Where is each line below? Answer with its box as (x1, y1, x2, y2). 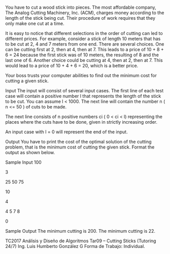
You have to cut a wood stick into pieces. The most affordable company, (5, 5, 156, 10)
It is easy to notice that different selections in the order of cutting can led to (5, 30, 163, 36)
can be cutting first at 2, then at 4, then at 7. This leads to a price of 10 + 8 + (5, 47, 164, 52)
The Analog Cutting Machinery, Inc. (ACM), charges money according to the (5, 10, 164, 16)
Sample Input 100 (5, 159, 42, 165)
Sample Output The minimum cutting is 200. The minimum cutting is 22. (5, 228, 156, 234)
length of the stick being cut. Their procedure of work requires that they (5, 15, 156, 21)
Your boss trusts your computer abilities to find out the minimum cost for (5, 72, 157, 78)
